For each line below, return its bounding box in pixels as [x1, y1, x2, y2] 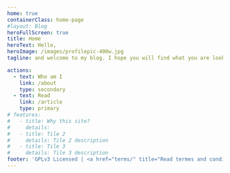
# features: [7, 111, 41, 118]
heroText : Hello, [7, 42, 57, 49]
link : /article [19, 98, 63, 106]
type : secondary [19, 86, 66, 93]
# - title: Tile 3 [7, 143, 66, 150]
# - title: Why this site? [7, 118, 90, 124]
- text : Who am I [13, 73, 63, 80]
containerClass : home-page [7, 16, 84, 23]
